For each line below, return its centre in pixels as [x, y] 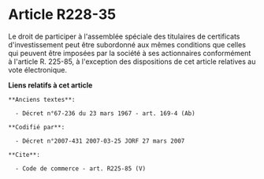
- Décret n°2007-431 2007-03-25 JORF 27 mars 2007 [100, 141]
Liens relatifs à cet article [50, 85]
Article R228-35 [62, 15]
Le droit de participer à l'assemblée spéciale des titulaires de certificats [124, 36]
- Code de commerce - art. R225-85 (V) [81, 168]
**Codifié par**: [37, 127]
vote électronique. [37, 69]
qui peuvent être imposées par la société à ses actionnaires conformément [130, 53]
